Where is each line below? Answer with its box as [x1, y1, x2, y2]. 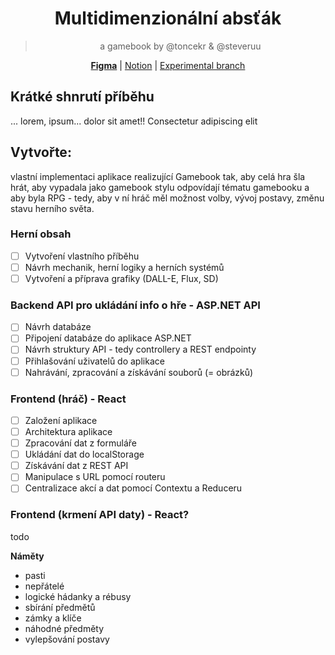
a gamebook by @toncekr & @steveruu [99, 40, 262, 52]
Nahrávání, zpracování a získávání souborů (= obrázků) [24, 366, 254, 378]
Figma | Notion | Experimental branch [90, 59, 246, 71]
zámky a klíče [24, 612, 82, 624]
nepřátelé [24, 580, 65, 592]
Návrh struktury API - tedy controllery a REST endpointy [24, 343, 257, 356]
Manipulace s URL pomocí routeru [24, 471, 166, 483]
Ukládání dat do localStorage [24, 448, 145, 461]
